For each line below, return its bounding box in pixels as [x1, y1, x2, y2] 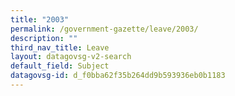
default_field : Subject [10, 61, 110, 71]
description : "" [10, 33, 78, 43]
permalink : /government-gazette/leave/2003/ [10, 24, 199, 34]
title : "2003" [10, 14, 70, 25]
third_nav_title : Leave [10, 42, 110, 53]
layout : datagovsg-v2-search [10, 52, 132, 62]
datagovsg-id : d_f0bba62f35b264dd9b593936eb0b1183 [10, 71, 226, 81]
